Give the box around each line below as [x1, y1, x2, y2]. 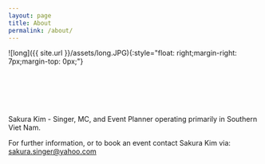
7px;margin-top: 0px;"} [8, 57, 84, 66]
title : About [8, 19, 52, 27]
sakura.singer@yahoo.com [8, 146, 97, 156]
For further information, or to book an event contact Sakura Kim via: [8, 139, 231, 148]
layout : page [8, 11, 52, 20]
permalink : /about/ [8, 26, 73, 34]
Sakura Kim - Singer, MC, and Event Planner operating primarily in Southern [8, 115, 258, 124]
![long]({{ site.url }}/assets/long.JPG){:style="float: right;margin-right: [8, 49, 237, 58]
